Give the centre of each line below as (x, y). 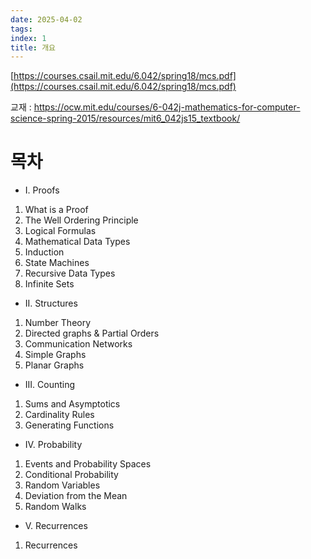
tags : (21, 29)
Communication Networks (78, 344)
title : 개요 (33, 47)
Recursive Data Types (70, 273)
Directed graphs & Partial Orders (92, 333)
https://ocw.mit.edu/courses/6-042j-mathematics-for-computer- (167, 107)
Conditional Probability (71, 475)
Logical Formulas (60, 231)
